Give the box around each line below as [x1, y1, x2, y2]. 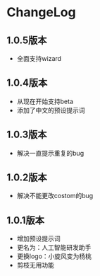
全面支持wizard [16, 54, 61, 62]
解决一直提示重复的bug [16, 149, 85, 157]
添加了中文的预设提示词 [16, 105, 85, 114]
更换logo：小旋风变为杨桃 [16, 252, 92, 260]
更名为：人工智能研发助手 [16, 243, 92, 252]
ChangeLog [6, 4, 76, 21]
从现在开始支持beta [16, 97, 74, 105]
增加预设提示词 [16, 234, 61, 243]
